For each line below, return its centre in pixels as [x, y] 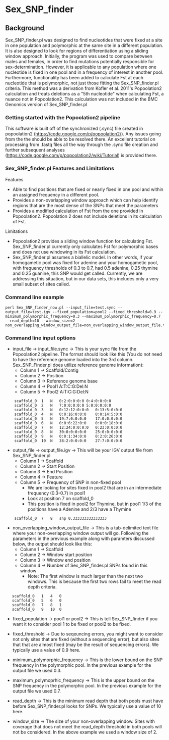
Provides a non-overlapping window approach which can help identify [85, 200]
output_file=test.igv [28, 312]
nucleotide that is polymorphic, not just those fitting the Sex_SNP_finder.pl [82, 83]
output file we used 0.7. [37, 691]
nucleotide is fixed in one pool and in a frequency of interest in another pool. [84, 72]
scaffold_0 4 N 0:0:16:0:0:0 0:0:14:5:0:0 [68, 414]
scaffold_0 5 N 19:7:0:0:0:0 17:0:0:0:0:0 [68, 419]
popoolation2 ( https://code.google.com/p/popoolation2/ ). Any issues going [83, 134]
